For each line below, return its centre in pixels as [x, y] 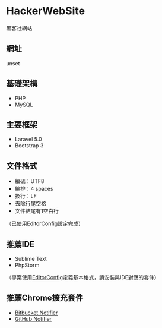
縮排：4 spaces [34, 189]
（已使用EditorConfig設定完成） [45, 223]
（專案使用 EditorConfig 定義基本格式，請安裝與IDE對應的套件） [83, 277]
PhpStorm [27, 265]
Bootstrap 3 [29, 146]
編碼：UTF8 [29, 181]
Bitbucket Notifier [36, 313]
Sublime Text [31, 259]
